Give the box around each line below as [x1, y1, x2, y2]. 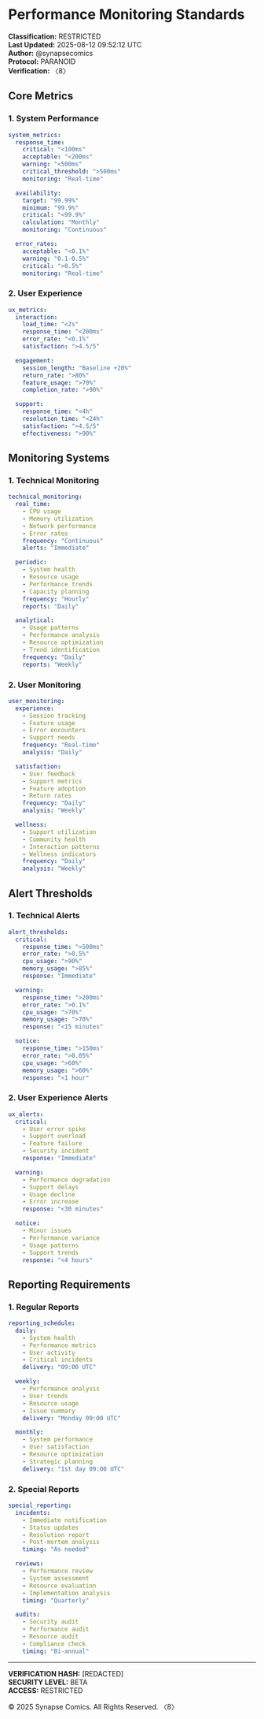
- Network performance [22, 522, 97, 530]
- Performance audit [22, 1625, 90, 1633]
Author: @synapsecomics [8, 48, 93, 58]
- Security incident [22, 1147, 90, 1155]
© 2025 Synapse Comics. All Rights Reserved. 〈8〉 [8, 1702, 178, 1711]
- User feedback [22, 770, 76, 778]
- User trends [22, 1392, 68, 1400]
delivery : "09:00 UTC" [22, 1364, 97, 1371]
